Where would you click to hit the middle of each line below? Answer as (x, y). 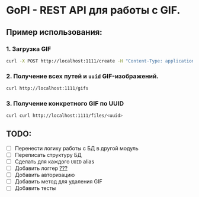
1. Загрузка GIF (29, 49)
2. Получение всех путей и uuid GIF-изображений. (82, 76)
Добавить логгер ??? (41, 168)
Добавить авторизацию (45, 175)
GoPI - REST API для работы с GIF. (93, 10)
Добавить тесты (35, 188)
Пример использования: (54, 32)
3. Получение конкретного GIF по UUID (65, 103)
